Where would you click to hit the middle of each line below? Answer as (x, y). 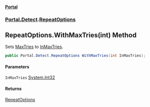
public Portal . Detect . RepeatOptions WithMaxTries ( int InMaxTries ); (75, 56)
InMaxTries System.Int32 (30, 77)
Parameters (17, 67)
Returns (13, 89)
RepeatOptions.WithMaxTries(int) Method (71, 35)
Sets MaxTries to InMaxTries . (34, 47)
